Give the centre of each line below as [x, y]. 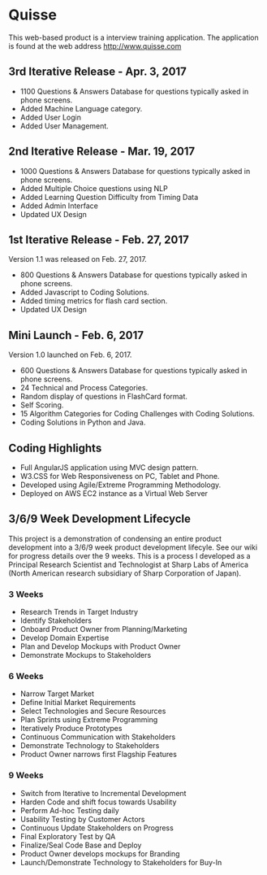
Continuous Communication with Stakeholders [98, 737]
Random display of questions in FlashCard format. [104, 397]
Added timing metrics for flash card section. [94, 301]
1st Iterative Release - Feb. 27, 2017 [99, 239]
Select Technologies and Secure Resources [93, 711]
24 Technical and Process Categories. [84, 388]
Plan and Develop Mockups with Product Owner [100, 646]
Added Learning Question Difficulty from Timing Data [109, 197]
